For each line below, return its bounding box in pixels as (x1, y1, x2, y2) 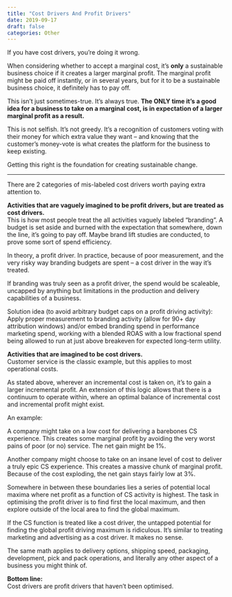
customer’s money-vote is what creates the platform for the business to (7, 140, 211, 149)
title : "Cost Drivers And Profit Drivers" (7, 10, 131, 17)
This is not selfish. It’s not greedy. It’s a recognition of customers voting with (7, 125, 224, 133)
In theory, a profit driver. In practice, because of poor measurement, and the (7, 252, 224, 260)
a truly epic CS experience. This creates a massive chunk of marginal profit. (7, 462, 223, 471)
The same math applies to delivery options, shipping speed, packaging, (7, 547, 211, 555)
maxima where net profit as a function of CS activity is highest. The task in (7, 491, 219, 499)
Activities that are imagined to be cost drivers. (7, 350, 143, 359)
